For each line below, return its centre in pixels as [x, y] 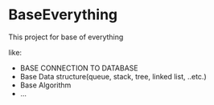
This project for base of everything [66, 37]
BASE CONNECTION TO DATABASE [79, 68]
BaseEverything [63, 15]
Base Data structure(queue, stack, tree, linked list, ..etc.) [113, 76]
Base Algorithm [45, 85]
